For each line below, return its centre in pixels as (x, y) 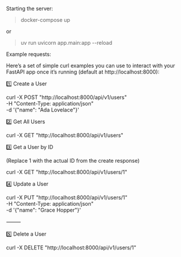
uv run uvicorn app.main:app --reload (66, 43)
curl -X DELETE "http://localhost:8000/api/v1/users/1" (71, 248)
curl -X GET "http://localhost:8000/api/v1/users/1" (67, 172)
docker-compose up (45, 20)
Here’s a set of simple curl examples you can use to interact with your (91, 65)
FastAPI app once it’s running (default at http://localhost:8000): (83, 72)
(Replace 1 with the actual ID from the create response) (73, 161)
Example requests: (29, 54)
